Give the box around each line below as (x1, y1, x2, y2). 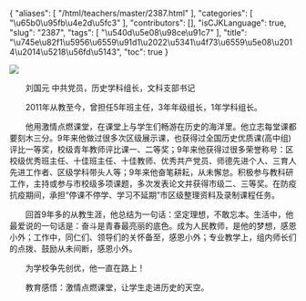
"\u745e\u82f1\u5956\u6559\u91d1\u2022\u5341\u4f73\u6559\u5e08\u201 (9, 36, 293, 47)
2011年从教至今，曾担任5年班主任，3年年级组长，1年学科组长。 (25, 102, 262, 112)
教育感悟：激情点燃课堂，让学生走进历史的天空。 (25, 282, 209, 293)
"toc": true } (124, 47, 168, 57)
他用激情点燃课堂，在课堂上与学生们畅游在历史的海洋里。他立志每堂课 (25, 121, 289, 131)
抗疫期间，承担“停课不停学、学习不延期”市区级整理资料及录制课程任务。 (9, 190, 280, 200)
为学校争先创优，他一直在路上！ (25, 263, 146, 273)
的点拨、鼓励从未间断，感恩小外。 (9, 244, 138, 254)
